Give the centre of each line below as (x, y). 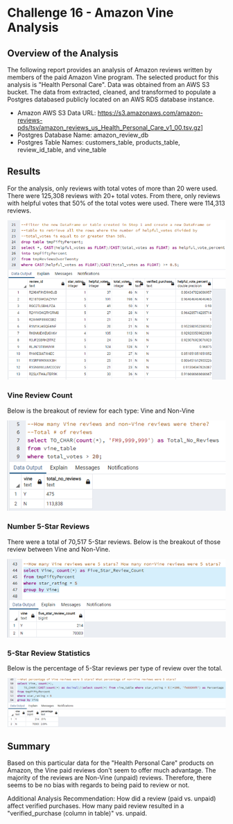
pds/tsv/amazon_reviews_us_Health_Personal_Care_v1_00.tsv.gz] (110, 127)
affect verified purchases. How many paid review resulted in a (96, 806)
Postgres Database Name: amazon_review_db (83, 135)
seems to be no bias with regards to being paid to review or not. (98, 785)
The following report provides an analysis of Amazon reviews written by (110, 70)
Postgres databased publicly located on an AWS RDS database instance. (111, 99)
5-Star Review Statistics (49, 653)
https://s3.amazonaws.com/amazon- (150, 113)
